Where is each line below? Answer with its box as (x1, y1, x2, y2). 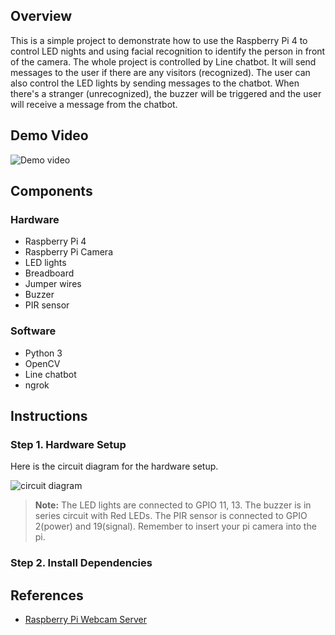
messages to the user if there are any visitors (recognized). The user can (10, 66, 311, 78)
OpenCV (24, 357, 61, 369)
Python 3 (24, 347, 63, 359)
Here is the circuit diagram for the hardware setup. (10, 460, 219, 473)
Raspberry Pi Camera (24, 246, 113, 258)
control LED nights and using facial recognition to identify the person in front (10, 45, 326, 57)
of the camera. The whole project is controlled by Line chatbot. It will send (10, 55, 317, 68)
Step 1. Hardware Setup (10, 437, 127, 451)
